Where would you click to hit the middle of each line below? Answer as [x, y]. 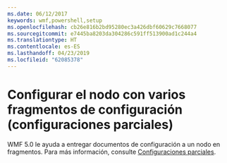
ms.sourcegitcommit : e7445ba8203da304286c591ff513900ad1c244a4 [102, 34]
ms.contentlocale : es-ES [44, 47]
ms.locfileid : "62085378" [45, 60]
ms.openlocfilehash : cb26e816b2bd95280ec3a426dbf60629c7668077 [102, 27]
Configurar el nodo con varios [97, 94]
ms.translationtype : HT [42, 40]
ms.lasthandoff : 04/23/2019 [49, 54]
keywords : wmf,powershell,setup [55, 20]
